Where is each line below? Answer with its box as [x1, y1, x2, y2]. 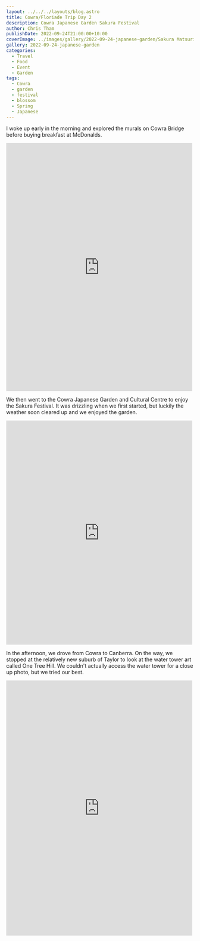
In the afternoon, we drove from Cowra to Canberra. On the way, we [6, 650, 173, 657]
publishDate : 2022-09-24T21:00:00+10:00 [6, 31, 108, 37]
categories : [6, 48, 36, 54]
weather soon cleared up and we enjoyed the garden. [6, 409, 137, 416]
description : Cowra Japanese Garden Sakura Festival [6, 20, 140, 26]
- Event [11, 64, 31, 70]
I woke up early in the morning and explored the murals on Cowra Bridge [6, 125, 185, 132]
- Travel [11, 53, 33, 59]
